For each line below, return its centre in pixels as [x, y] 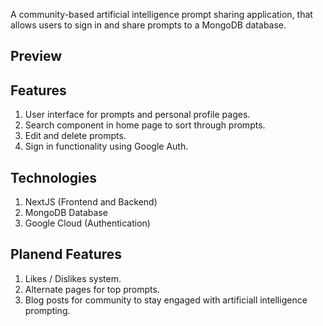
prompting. [47, 310]
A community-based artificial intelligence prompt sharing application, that [161, 14]
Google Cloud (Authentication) [87, 223]
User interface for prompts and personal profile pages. [137, 115]
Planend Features [66, 254]
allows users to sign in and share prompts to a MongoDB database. [148, 25]
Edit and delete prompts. [75, 136]
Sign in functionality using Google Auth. [106, 146]
